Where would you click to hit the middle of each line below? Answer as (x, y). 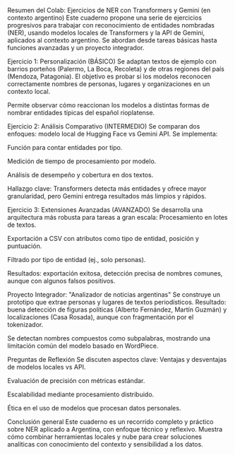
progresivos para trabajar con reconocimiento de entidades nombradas (111, 25)
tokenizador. (25, 325)
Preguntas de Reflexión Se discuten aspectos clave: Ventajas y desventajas (117, 359)
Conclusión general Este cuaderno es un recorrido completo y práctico (110, 422)
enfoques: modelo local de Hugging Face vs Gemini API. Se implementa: (113, 134)
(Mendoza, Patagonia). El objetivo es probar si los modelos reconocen (109, 76)
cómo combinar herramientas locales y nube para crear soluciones (105, 437)
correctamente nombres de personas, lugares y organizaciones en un (109, 84)
